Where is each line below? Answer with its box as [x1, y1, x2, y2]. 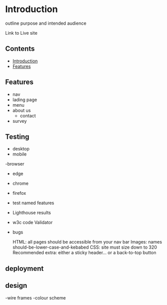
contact [20, 112, 36, 119]
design [5, 281, 28, 290]
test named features [12, 200, 54, 206]
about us [12, 107, 31, 113]
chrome [12, 180, 29, 187]
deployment [5, 264, 44, 273]
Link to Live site [5, 30, 38, 36]
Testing [5, 132, 30, 141]
